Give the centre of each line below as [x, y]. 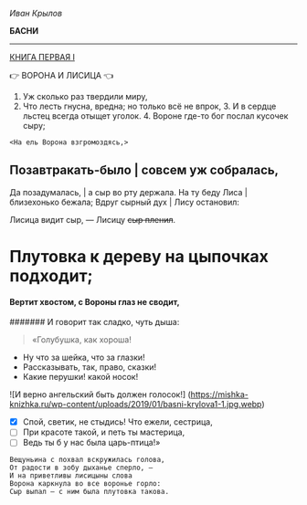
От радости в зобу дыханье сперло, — [81, 468]
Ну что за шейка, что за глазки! [84, 358]
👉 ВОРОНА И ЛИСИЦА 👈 [62, 75]
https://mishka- [219, 395]
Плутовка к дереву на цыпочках [139, 257]
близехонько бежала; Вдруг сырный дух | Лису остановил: [125, 202]
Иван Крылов [36, 13]
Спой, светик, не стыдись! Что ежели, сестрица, [117, 422]
